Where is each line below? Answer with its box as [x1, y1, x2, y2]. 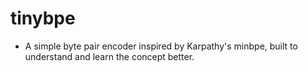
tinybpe [10, 7, 76, 30]
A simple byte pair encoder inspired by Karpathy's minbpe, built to [24, 40, 298, 52]
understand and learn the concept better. [24, 50, 195, 62]
